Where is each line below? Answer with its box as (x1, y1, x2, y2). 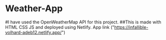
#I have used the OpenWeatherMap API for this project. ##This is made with (5, 19, 162, 25)
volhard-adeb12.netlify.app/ (5, 29, 62, 35)
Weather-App (5, 3, 63, 14)
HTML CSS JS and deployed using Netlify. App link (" (5, 24, 115, 30)
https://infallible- (114, 24, 149, 30)
